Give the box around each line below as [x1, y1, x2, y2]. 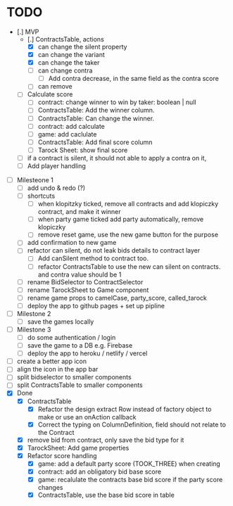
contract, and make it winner [37, 208, 121, 216]
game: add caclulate [37, 129, 97, 138]
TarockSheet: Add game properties [27, 443, 130, 452]
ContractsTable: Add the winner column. [37, 106, 155, 115]
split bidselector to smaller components [16, 373, 132, 381]
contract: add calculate [37, 122, 105, 130]
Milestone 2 [16, 309, 51, 317]
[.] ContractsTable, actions [27, 34, 105, 43]
